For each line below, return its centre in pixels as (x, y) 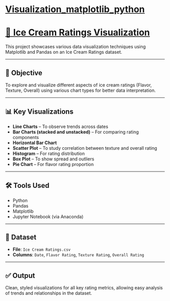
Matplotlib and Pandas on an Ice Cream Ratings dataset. (64, 52)
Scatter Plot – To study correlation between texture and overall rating (85, 148)
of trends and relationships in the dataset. (49, 293)
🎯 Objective (24, 73)
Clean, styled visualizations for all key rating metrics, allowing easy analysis (84, 288)
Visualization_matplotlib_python (75, 9)
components (26, 137)
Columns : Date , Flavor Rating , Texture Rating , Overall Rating (78, 255)
